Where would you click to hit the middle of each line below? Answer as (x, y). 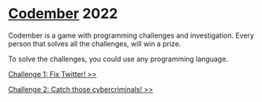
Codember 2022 (63, 14)
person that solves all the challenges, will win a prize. (95, 43)
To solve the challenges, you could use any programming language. (118, 59)
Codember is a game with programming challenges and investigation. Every (131, 35)
